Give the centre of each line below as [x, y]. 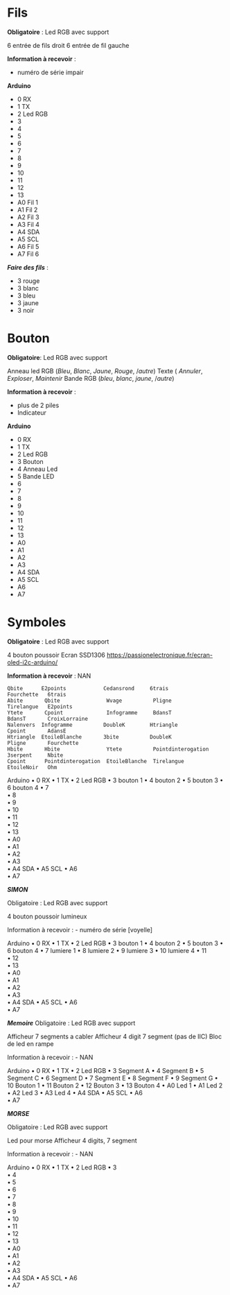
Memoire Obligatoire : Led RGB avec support [71, 1023]
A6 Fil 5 [28, 246]
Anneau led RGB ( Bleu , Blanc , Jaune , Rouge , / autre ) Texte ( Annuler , [105, 371]
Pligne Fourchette [43, 743]
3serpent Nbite [35, 755]
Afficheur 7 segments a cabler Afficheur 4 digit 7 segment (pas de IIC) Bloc [115, 1036]
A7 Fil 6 [28, 254]
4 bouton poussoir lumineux [47, 916]
